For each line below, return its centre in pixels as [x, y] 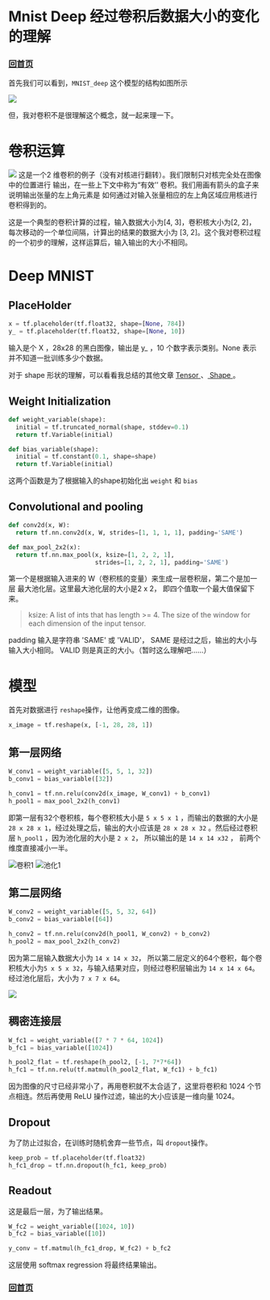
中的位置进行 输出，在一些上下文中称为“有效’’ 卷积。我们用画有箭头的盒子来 [134, 185]
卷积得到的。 [29, 205]
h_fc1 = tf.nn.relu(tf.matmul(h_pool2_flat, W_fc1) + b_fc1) [113, 1070]
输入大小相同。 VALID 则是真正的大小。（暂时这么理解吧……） [110, 650]
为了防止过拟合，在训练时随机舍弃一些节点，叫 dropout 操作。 [110, 1143]
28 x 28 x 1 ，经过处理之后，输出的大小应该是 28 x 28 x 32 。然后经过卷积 [133, 828]
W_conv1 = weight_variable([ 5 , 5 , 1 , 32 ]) [81, 772]
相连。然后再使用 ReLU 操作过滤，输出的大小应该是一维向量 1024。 [127, 1097]
